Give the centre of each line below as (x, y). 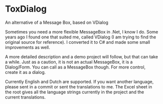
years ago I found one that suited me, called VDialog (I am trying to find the (81, 37)
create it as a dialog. (25, 72)
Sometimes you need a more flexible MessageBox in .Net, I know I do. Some (82, 32)
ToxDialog (26, 9)
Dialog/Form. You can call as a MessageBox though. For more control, (75, 67)
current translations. (25, 97)
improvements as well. (28, 47)
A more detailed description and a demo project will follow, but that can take (81, 56)
